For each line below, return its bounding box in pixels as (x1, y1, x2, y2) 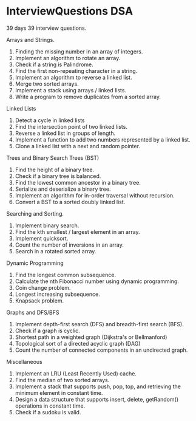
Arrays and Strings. (6, 36, 55, 43)
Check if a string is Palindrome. (15, 61, 93, 68)
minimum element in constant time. (15, 389, 103, 396)
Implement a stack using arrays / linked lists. (15, 86, 126, 94)
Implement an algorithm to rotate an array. (15, 54, 121, 61)
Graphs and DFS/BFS (6, 309, 59, 316)
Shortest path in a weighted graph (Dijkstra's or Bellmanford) (15, 333, 167, 341)
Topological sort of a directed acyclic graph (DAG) (15, 340, 141, 347)
